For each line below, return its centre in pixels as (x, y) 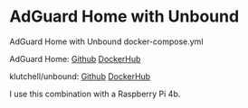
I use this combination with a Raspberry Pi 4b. (95, 94)
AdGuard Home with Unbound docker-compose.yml (106, 41)
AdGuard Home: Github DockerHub (75, 58)
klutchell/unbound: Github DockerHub (80, 76)
